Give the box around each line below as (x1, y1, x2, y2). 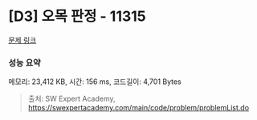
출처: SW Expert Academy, (27, 94, 116, 104)
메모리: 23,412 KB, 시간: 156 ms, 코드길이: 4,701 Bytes (8, 77, 182, 86)
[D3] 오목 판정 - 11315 (8, 7, 146, 26)
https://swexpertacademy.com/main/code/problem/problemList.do (27, 103, 250, 113)
